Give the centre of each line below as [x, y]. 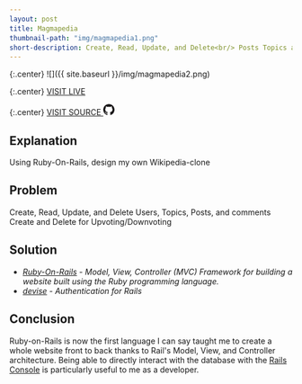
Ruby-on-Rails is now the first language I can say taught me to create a [141, 341]
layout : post [34, 19]
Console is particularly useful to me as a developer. [104, 370]
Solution [33, 250]
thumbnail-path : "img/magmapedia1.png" [84, 38]
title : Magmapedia [44, 28]
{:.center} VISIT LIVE [48, 92]
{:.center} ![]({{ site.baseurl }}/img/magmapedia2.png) [110, 74]
